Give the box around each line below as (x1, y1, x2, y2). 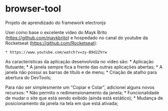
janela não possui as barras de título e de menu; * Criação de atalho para (5, 69, 157, 75)
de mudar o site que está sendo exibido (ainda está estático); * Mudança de (5, 95, 163, 101)
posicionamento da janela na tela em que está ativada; (5, 100, 119, 106)
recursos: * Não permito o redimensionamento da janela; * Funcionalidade (5, 89, 159, 95)
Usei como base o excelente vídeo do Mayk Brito (5, 29, 107, 35)
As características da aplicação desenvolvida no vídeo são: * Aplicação (5, 58, 154, 64)
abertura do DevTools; (5, 74, 52, 80)
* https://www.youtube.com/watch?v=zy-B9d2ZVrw (5, 50, 107, 55)
